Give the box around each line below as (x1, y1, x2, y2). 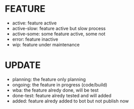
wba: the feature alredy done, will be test (12, 87, 99, 93)
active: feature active (12, 20, 57, 26)
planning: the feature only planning (12, 76, 86, 82)
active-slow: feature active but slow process (12, 25, 106, 31)
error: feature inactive (12, 36, 58, 42)
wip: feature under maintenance (12, 41, 80, 47)
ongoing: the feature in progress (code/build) (12, 81, 108, 88)
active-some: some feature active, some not (12, 31, 106, 37)
